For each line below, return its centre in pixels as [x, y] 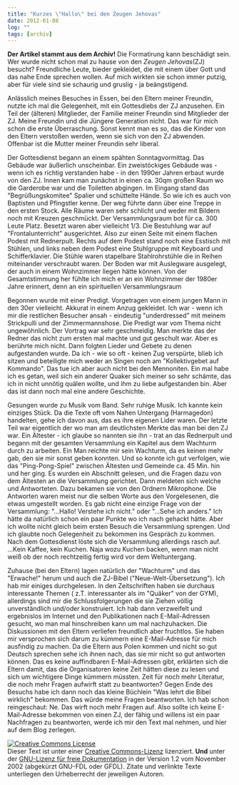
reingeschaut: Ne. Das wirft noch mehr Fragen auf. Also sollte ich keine [112, 707]
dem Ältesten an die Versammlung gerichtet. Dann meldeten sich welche [114, 481]
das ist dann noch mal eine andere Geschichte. [76, 391]
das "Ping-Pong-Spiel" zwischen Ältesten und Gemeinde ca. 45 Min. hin [114, 466]
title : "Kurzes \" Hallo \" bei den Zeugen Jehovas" [84, 14]
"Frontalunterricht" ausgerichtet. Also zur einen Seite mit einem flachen [112, 233]
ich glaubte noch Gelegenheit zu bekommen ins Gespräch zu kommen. [112, 534]
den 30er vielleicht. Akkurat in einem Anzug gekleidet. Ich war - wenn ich [115, 308]
